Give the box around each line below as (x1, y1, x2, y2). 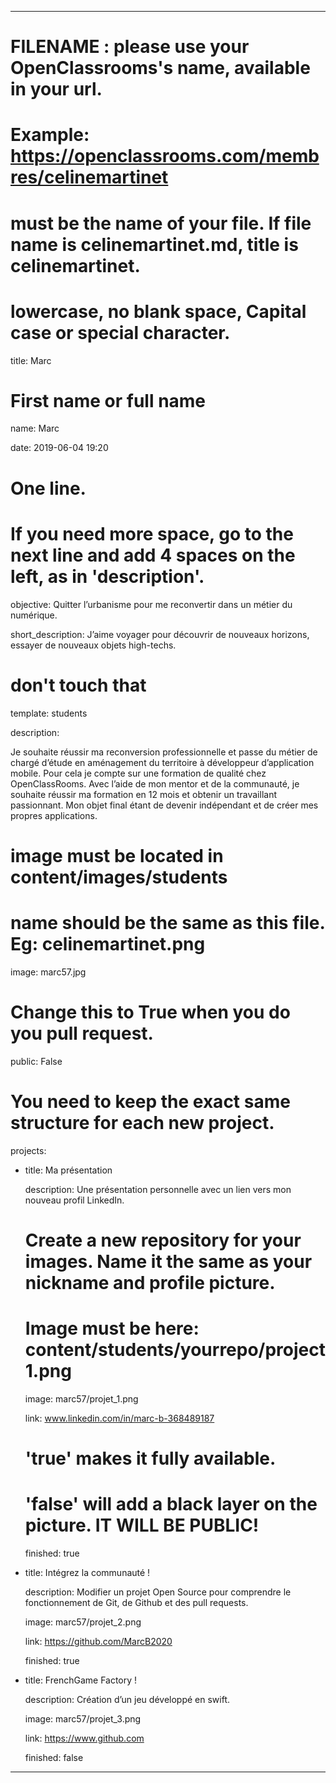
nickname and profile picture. (24, 1271, 276, 1294)
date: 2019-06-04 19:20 (10, 442, 109, 454)
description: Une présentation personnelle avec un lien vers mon (24, 1183, 292, 1195)
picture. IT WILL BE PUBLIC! (24, 1514, 260, 1536)
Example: (10, 124, 90, 146)
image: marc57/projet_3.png (24, 1712, 142, 1725)
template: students (10, 707, 88, 719)
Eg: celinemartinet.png (10, 932, 206, 955)
